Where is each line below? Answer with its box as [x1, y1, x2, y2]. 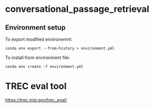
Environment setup [5, 23, 66, 32]
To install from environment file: [5, 54, 70, 60]
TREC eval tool [5, 81, 67, 92]
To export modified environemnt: [5, 36, 73, 42]
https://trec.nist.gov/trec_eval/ [5, 97, 67, 103]
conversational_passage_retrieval [5, 3, 150, 15]
